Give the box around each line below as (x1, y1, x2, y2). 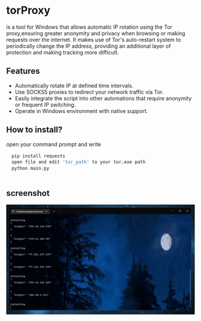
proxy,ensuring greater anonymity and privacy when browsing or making (6, 29, 185, 36)
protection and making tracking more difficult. (6, 48, 119, 56)
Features (6, 66, 40, 77)
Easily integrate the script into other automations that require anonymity (14, 94, 192, 102)
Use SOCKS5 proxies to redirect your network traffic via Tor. (14, 88, 164, 96)
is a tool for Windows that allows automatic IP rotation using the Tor (6, 23, 172, 30)
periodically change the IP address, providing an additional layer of (6, 42, 171, 50)
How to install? (6, 125, 63, 135)
